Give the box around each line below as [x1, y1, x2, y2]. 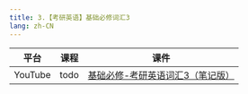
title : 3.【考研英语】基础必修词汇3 [9, 13, 130, 22]
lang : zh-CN [9, 21, 54, 30]
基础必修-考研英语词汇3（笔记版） [87, 69, 235, 81]
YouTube [13, 68, 51, 81]
